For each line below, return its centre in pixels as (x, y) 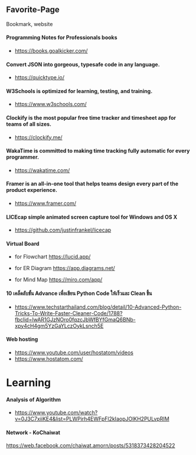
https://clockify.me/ (39, 137)
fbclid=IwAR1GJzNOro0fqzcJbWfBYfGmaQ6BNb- (75, 319)
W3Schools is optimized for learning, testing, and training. (79, 91)
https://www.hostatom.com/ (49, 358)
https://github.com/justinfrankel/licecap (63, 230)
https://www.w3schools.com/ (50, 104)
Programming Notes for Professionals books (62, 37)
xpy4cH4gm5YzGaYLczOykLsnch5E (59, 326)
